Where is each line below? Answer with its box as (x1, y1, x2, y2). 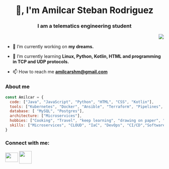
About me (5, 83, 30, 90)
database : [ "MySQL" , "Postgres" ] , (10, 109, 84, 114)
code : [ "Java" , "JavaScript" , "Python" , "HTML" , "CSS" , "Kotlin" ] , (10, 99, 154, 105)
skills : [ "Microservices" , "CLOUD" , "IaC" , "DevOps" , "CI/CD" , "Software (10, 123, 165, 128)
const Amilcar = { (5, 95, 44, 100)
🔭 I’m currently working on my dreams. (12, 44, 94, 50)
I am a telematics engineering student (37, 23, 132, 30)
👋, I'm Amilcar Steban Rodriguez (15, 5, 154, 16)
